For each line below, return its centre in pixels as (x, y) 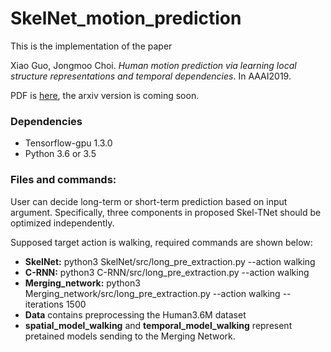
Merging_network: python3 (82, 283)
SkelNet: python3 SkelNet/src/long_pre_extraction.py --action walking (170, 261)
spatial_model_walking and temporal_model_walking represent (158, 325)
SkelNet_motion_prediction (126, 18)
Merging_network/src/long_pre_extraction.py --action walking (152, 293)
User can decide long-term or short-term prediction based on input (149, 201)
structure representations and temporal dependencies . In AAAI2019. (151, 76)
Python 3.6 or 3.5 (60, 154)
